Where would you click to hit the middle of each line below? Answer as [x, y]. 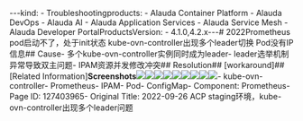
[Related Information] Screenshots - [115, 76]
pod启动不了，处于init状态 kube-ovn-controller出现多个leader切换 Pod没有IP [151, 43]
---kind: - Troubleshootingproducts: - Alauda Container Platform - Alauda [146, 13]
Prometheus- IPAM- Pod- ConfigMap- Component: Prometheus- [170, 86]
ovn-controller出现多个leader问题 [71, 108]
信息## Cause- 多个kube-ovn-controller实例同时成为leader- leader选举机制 [149, 54]
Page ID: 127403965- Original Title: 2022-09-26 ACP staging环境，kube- [146, 96]
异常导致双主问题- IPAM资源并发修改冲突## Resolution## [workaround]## [147, 65]
